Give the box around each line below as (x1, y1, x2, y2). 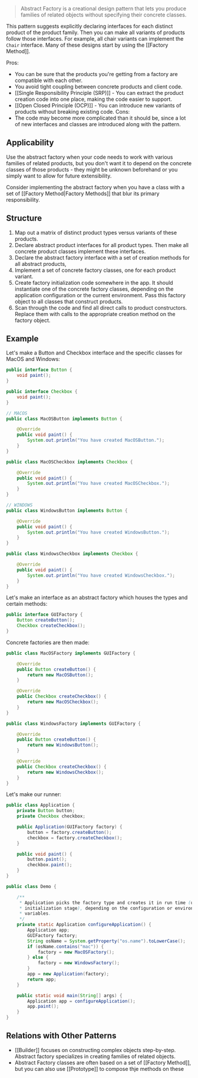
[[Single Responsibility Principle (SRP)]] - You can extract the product (14, 90, 184, 96)
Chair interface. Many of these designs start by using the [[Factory (6, 41, 169, 48)
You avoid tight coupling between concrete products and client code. (14, 83, 183, 90)
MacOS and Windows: (6, 356, 60, 363)
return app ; (27, 976, 57, 982)
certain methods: (6, 600, 48, 607)
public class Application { (6, 802, 75, 808)
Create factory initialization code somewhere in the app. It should (14, 279, 173, 286)
